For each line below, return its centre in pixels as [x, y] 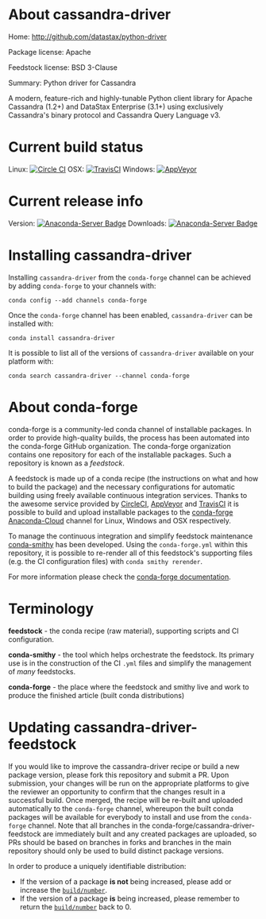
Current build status [76, 147]
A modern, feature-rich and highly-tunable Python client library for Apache [130, 98]
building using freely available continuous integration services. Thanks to [128, 495]
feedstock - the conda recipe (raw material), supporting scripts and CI [124, 631]
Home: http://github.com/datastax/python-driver [88, 37]
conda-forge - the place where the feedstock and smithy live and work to [129, 687]
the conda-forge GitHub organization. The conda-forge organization [120, 446]
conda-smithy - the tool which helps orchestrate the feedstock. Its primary [131, 654]
